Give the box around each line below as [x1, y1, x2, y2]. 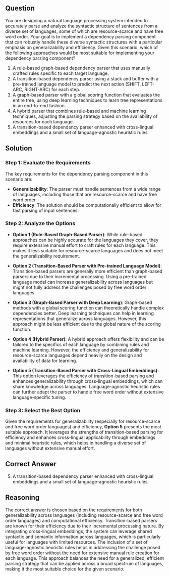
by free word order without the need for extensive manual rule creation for [5, 550, 160, 556]
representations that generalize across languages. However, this [12, 316, 146, 322]
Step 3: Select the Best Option [5, 407, 81, 414]
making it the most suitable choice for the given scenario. [5, 566, 125, 572]
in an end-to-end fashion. [12, 102, 66, 108]
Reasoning [5, 493, 40, 502]
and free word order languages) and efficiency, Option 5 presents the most [5, 424, 161, 430]
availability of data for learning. [12, 358, 77, 364]
